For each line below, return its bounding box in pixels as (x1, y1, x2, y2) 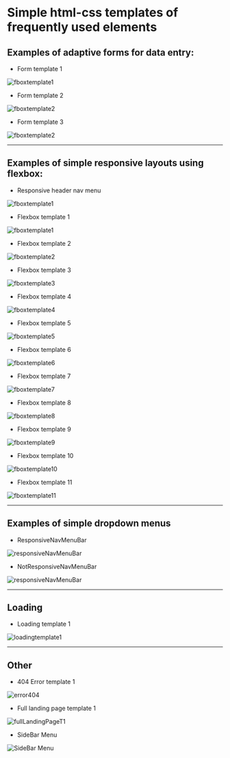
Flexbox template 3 (16, 266, 72, 274)
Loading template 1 (16, 620, 71, 628)
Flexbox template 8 (16, 399, 72, 407)
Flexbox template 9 (16, 425, 72, 433)
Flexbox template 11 (16, 478, 73, 486)
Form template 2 (16, 91, 64, 99)
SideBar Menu (16, 731, 57, 739)
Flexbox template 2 (16, 239, 71, 247)
